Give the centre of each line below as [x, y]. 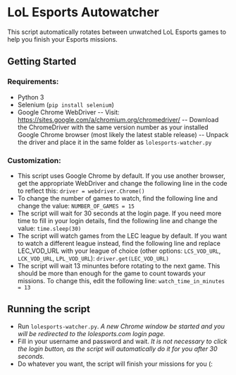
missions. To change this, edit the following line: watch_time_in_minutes [121, 280]
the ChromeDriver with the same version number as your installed [113, 127]
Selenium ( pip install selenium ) [66, 105]
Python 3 [31, 97]
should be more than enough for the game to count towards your [112, 273]
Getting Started [42, 62]
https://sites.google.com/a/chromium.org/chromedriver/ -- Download [118, 119]
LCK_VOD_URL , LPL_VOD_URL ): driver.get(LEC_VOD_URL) [93, 258]
